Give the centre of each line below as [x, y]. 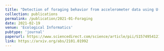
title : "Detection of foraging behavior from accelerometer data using [79, 9]
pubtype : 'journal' [25, 32]
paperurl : [15, 37]
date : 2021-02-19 [23, 23]
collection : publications [31, 14]
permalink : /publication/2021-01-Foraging [49, 18]
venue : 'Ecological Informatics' [39, 28]
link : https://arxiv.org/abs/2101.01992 [47, 41]
